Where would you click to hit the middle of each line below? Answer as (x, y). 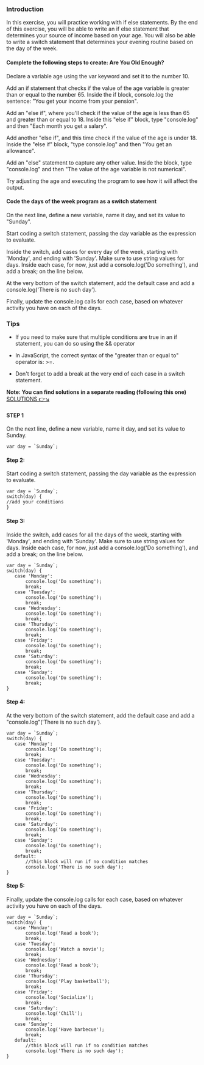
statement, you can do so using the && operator (75, 343)
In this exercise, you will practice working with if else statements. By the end (102, 23)
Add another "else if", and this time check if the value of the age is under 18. (102, 138)
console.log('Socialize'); (60, 998)
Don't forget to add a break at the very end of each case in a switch (100, 374)
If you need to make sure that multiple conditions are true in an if (96, 337)
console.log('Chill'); (54, 1014)
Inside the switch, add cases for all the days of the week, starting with (94, 535)
